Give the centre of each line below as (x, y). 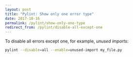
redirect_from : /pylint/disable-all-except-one (54, 28)
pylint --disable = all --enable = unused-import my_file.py (64, 50)
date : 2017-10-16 (22, 18)
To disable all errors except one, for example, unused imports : (67, 41)
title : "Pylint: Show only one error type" (50, 14)
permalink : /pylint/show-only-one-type (45, 23)
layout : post (18, 9)
